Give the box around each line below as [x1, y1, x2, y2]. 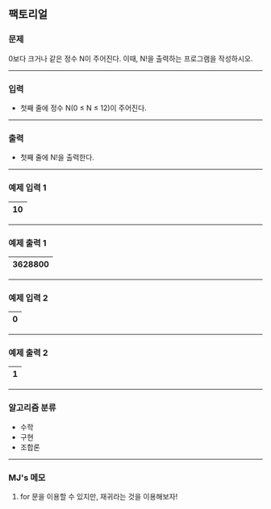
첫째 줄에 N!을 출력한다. [19, 152, 95, 163]
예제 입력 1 [8, 182, 47, 193]
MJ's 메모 [8, 472, 46, 483]
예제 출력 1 [8, 237, 47, 248]
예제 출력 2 [8, 347, 48, 358]
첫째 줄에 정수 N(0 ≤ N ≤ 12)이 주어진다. [19, 103, 147, 113]
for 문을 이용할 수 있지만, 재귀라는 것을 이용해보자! [19, 492, 178, 502]
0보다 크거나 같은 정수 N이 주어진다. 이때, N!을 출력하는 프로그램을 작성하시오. [8, 53, 253, 63]
